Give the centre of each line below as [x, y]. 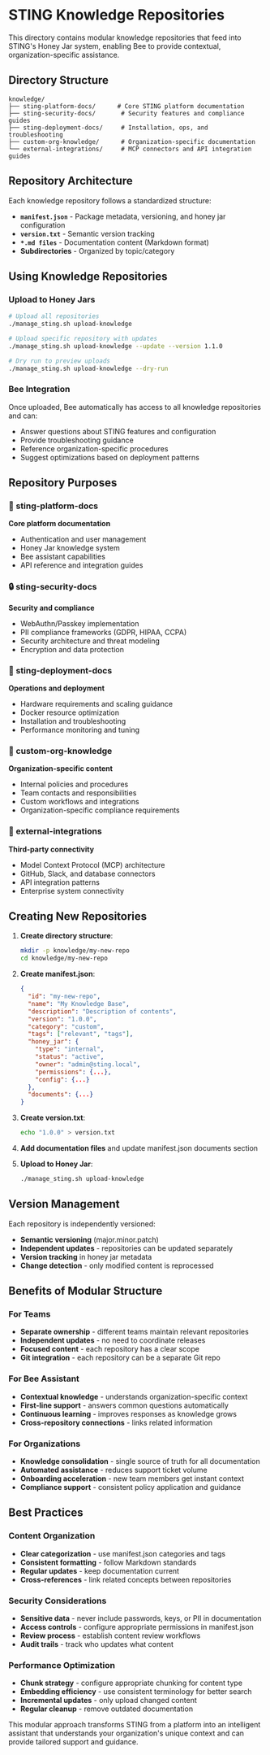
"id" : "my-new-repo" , [64, 997]
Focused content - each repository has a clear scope [110, 1349]
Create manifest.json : [58, 974]
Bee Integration [39, 390]
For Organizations [45, 1444]
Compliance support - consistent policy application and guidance [131, 1487]
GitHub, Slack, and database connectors [88, 873]
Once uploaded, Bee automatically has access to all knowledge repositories [135, 407]
